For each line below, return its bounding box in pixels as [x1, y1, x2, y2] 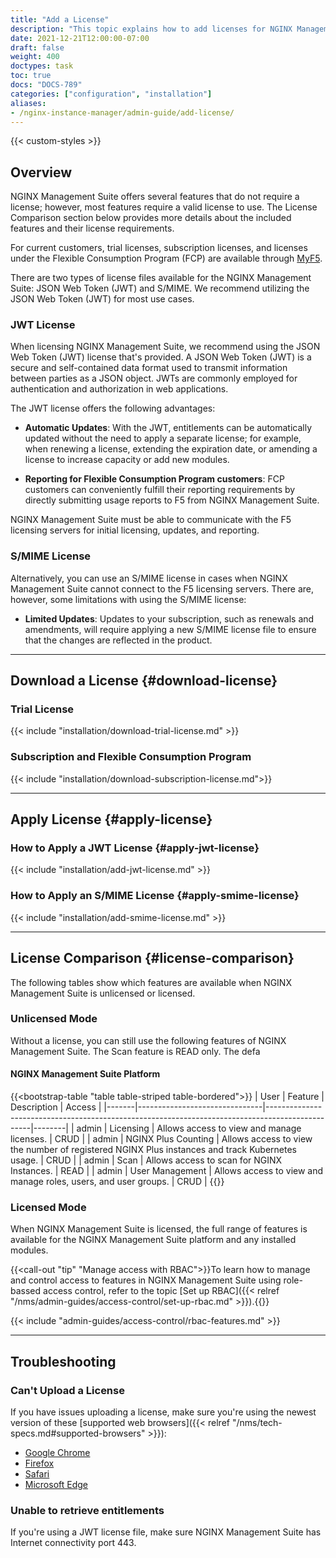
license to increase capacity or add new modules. [24, 454, 230, 466]
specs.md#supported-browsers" [10, 1427, 146, 1440]
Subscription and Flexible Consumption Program [10, 750, 252, 764]
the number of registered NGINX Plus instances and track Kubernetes [10, 1144, 297, 1156]
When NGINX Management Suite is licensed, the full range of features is [10, 1223, 308, 1235]
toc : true [10, 71, 52, 81]
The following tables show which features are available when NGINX [10, 976, 292, 988]
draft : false [10, 42, 65, 53]
